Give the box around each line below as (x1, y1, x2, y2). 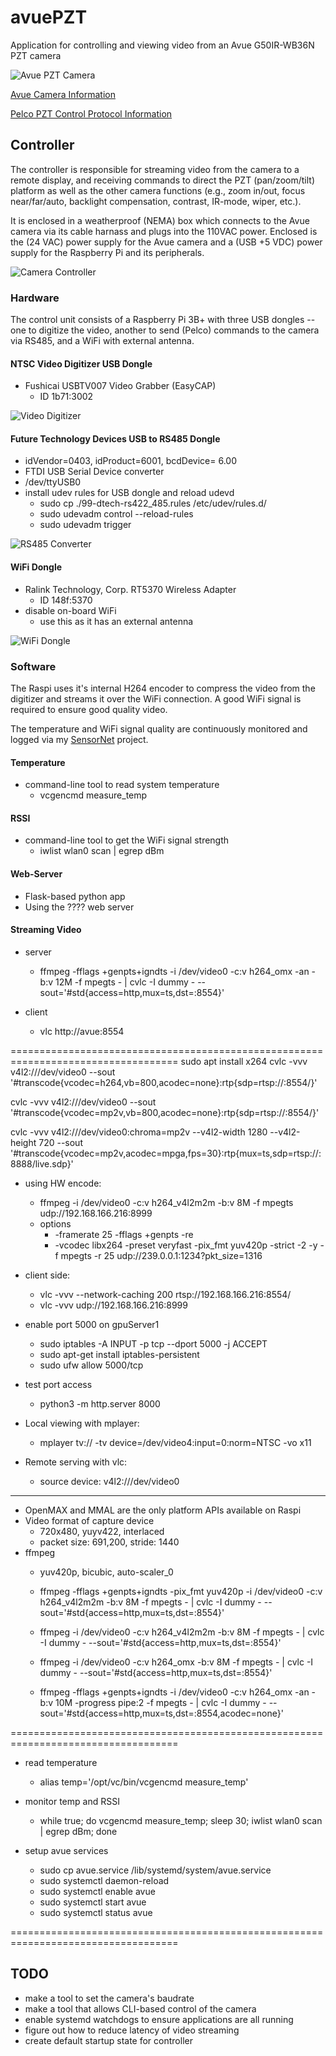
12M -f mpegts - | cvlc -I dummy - (55, 976, 196, 988)
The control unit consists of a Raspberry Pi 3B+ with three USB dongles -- (10, 314, 316, 326)
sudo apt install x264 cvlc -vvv (180, 1055, 308, 1067)
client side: (24, 1269, 71, 1281)
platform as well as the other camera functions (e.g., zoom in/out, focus (10, 184, 306, 196)
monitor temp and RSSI (24, 1795, 120, 1807)
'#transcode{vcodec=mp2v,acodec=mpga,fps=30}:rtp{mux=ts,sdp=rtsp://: (10, 1147, 322, 1159)
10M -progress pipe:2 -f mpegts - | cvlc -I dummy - (55, 1696, 267, 1708)
